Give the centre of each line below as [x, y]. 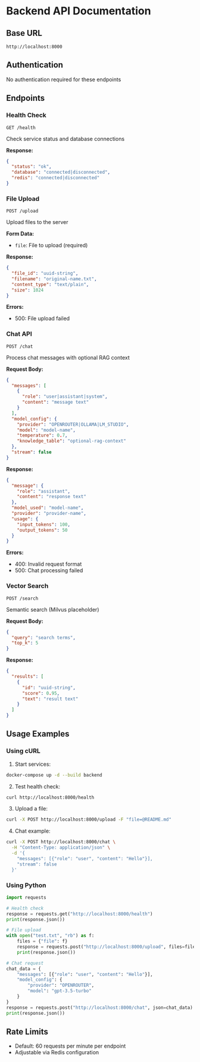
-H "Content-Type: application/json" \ [61, 848]
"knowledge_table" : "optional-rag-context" [72, 441]
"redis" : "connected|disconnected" [56, 178]
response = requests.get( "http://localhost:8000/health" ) [79, 914]
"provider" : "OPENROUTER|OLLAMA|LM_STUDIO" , [73, 424]
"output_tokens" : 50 [42, 530]
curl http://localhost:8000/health [50, 797]
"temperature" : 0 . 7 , [42, 435]
